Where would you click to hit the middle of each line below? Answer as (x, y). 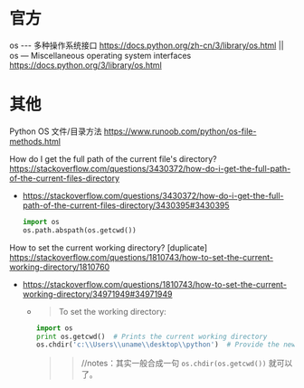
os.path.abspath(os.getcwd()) (80, 230)
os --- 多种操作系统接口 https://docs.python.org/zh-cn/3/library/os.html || (147, 45)
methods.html (35, 141)
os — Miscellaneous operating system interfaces (100, 55)
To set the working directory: (113, 311)
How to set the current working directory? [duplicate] (109, 247)
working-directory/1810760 (60, 267)
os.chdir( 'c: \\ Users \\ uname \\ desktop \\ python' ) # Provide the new (166, 345)
